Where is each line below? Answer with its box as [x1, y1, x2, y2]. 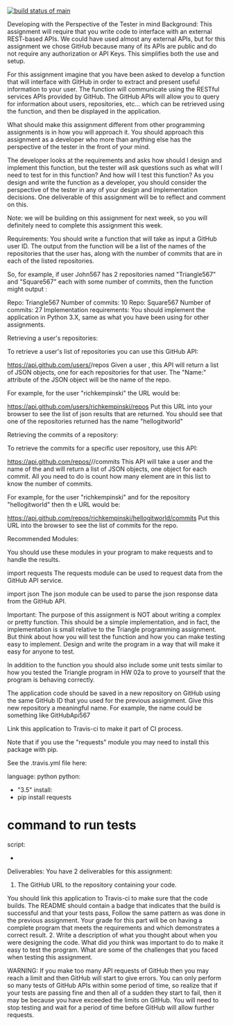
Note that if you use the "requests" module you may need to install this [7, 738, 209, 746]
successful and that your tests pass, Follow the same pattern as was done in [7, 909, 226, 917]
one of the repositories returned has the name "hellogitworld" [7, 417, 184, 425]
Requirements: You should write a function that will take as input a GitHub [7, 234, 217, 243]
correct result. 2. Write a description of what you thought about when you [7, 930, 218, 939]
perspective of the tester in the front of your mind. [7, 143, 150, 151]
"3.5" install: [17, 786, 53, 794]
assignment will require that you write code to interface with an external [7, 28, 213, 35]
